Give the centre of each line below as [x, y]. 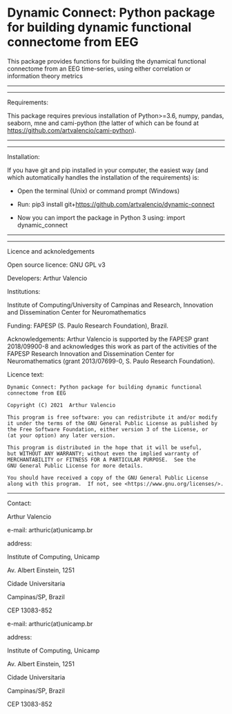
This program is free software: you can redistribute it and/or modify [112, 417]
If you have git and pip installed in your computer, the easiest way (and [108, 170]
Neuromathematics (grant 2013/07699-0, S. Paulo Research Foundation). [111, 361]
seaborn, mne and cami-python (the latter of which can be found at [103, 123]
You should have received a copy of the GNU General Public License [108, 478]
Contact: [20, 503]
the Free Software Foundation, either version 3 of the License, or [108, 429]
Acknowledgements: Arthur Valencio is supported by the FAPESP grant [108, 339]
